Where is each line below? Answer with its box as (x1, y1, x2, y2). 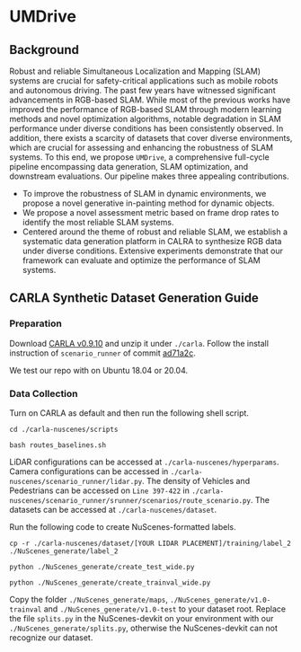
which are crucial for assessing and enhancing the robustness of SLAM (9, 142, 274, 153)
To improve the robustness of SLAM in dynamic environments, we (22, 189, 267, 198)
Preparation (9, 317, 63, 330)
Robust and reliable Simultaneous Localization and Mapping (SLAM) (9, 66, 261, 76)
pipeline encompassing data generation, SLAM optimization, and (9, 162, 249, 172)
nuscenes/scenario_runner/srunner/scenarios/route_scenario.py (9, 496, 252, 505)
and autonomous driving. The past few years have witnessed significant (9, 85, 276, 95)
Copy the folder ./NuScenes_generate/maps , (9, 594, 169, 604)
